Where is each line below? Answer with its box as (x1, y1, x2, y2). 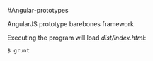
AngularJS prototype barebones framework (7, 20, 135, 28)
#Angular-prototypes (7, 6, 69, 14)
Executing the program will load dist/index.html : (7, 33, 147, 42)
